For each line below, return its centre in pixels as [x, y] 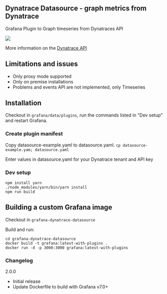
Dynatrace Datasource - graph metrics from [76, 8]
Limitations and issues [42, 64]
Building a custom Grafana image [59, 207]
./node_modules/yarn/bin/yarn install [46, 188]
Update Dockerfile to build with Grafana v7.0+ [60, 287]
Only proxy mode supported [42, 76]
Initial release [26, 281]
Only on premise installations [43, 81]
